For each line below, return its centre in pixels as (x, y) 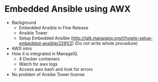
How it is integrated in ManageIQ (44, 53)
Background (24, 22)
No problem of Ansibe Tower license (48, 74)
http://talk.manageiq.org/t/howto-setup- (113, 38)
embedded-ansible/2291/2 (45, 43)
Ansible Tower (33, 33)
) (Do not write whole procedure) (105, 43)
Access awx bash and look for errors (56, 69)
